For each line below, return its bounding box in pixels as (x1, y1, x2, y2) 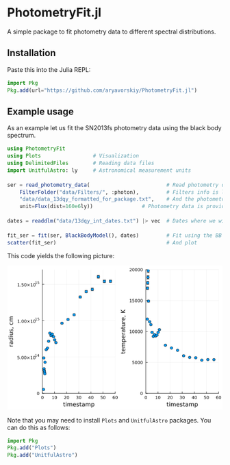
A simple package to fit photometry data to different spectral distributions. (7, 27, 216, 36)
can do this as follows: (7, 423, 71, 431)
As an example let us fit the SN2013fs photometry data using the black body (7, 124, 222, 132)
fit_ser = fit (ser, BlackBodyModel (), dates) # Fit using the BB (7, 231, 222, 239)
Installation (7, 47, 56, 59)
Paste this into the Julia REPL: (7, 65, 91, 73)
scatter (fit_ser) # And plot (7, 239, 197, 246)
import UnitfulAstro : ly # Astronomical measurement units (7, 166, 192, 174)
